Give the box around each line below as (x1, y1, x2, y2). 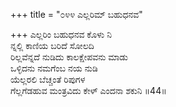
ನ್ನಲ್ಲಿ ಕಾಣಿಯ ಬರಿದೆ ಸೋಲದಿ (10, 40, 95, 51)
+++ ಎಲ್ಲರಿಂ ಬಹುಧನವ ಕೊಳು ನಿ (10, 29, 112, 40)
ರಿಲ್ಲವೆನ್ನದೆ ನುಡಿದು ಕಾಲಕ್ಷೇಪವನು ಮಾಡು (10, 51, 128, 63)
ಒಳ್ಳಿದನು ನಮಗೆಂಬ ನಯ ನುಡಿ (10, 62, 98, 74)
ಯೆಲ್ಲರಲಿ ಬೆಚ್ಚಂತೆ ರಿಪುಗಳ (10, 74, 86, 85)
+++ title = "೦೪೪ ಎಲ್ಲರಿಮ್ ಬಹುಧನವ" (10, 9, 143, 20)
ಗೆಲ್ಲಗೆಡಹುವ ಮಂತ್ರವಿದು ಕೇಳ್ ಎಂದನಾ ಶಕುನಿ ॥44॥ (10, 85, 167, 96)
